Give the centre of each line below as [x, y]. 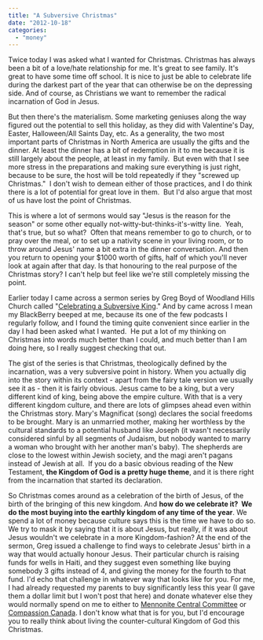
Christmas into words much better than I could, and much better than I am [128, 340]
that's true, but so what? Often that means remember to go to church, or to [130, 232]
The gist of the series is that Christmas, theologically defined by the [118, 364]
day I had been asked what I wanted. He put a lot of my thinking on [117, 331]
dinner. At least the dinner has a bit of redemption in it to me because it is [126, 150]
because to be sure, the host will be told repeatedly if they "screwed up [124, 176]
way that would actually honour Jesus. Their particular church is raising [124, 554]
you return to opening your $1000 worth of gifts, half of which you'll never [128, 257]
